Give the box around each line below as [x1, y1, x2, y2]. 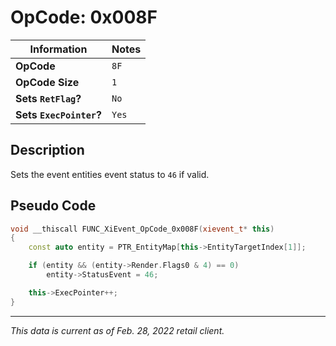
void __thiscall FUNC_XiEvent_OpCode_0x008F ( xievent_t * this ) [10, 224, 275, 234]
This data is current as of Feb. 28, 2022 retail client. [10, 324, 225, 336]
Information [29, 42, 88, 56]
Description [10, 142, 85, 159]
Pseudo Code [10, 197, 97, 215]
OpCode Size [15, 75, 80, 89]
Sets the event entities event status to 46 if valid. [10, 168, 210, 180]
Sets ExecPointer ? [15, 107, 102, 121]
